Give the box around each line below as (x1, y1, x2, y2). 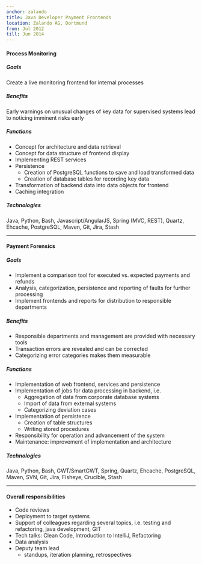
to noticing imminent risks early (6, 114, 84, 121)
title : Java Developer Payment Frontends (6, 14, 112, 20)
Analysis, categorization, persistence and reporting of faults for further (14, 284, 191, 292)
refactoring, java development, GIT (14, 525, 101, 533)
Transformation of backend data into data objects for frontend (14, 181, 169, 188)
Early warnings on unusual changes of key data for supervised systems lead (6, 108, 195, 115)
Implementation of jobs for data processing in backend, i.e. (14, 387, 161, 394)
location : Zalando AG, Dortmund (6, 20, 87, 26)
